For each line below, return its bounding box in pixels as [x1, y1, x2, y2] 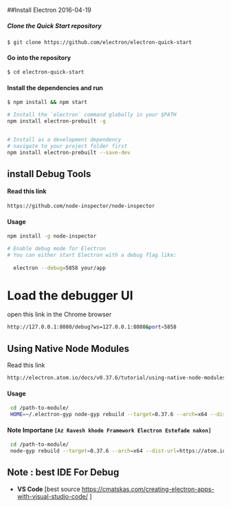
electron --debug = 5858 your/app [13, 265, 107, 271]
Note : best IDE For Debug [7, 466, 120, 478]
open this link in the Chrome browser [7, 310, 112, 319]
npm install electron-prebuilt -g [7, 118, 107, 125]
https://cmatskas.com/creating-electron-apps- [81, 485, 214, 493]
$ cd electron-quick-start [7, 69, 85, 76]
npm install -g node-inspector [7, 233, 97, 240]
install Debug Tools [7, 168, 91, 180]
